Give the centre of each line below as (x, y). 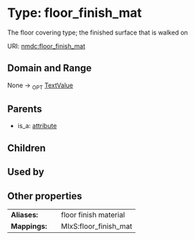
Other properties (45, 196)
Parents (25, 109)
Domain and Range (50, 68)
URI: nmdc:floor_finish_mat (46, 46)
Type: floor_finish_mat (75, 13)
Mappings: (29, 226)
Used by (26, 172)
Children (26, 148)
